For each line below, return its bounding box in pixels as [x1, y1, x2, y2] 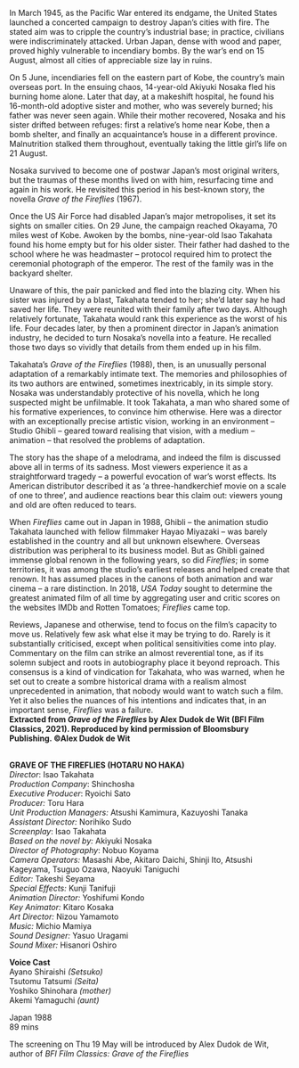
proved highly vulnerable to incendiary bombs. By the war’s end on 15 [9, 45, 265, 56]
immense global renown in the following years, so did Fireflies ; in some [9, 555, 270, 565]
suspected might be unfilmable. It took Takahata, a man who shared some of [9, 397, 290, 407]
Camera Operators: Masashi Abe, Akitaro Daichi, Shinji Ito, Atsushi [9, 855, 253, 865]
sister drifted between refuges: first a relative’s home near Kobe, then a [9, 119, 271, 130]
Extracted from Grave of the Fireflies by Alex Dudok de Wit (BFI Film [9, 714, 265, 725]
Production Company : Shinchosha [9, 779, 135, 789]
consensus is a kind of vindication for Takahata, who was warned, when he [9, 667, 285, 677]
